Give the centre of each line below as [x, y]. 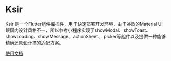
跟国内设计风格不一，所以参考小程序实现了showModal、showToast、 [78, 30]
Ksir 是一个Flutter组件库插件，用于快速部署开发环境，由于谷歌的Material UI [84, 24]
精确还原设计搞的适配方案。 [34, 43]
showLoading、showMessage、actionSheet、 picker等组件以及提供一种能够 [86, 36]
